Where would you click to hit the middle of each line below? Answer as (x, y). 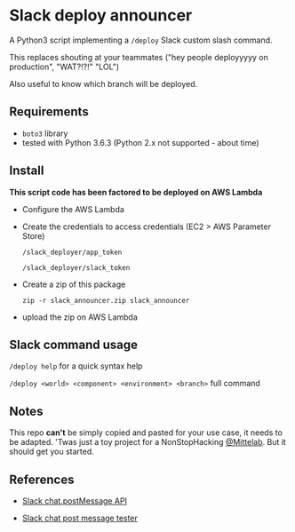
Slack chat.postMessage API (74, 501)
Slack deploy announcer (101, 16)
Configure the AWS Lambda (73, 209)
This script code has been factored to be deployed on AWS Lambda (136, 192)
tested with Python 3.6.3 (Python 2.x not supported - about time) (140, 142)
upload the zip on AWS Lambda (80, 317)
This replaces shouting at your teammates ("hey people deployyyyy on (139, 57)
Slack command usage (73, 344)
